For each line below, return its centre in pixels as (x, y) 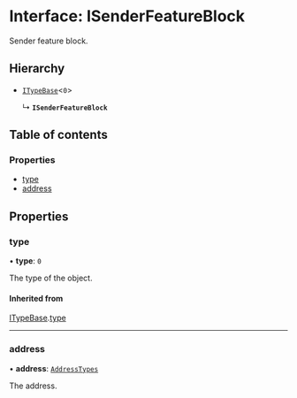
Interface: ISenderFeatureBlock (127, 16)
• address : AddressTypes (54, 368)
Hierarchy (37, 69)
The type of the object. (51, 278)
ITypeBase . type (38, 318)
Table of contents (58, 135)
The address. (33, 386)
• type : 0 (25, 261)
